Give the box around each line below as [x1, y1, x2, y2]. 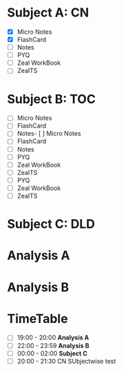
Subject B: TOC [7, 91, 96, 107]
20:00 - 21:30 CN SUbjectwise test [16, 357, 116, 365]
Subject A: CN [7, 5, 89, 21]
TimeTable [7, 311, 69, 327]
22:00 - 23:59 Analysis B [16, 341, 89, 349]
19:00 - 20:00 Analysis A [16, 333, 89, 342]
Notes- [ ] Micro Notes [16, 130, 81, 138]
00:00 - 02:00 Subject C [16, 349, 88, 358]
